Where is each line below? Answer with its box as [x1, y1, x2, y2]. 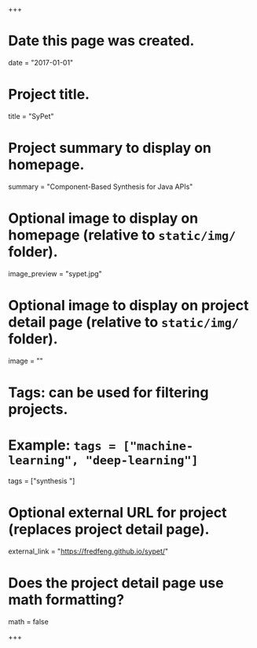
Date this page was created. [8, 32, 195, 50]
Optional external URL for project [8, 504, 227, 521]
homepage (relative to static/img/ [8, 226, 237, 244]
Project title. [8, 86, 90, 103]
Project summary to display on [8, 139, 212, 157]
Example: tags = [8, 436, 116, 454]
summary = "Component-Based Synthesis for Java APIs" [8, 182, 193, 191]
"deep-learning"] [85, 454, 199, 468]
